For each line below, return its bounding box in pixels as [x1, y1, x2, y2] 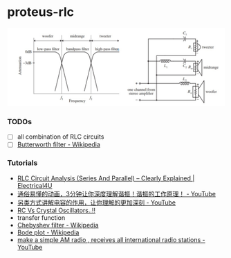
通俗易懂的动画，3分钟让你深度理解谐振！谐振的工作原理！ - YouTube [17, 189, 216, 198]
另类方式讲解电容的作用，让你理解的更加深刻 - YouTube [17, 198, 176, 207]
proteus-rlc [7, 4, 75, 20]
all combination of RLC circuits [17, 132, 104, 141]
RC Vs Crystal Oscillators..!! [17, 206, 95, 214]
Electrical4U [17, 181, 53, 189]
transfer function [17, 213, 66, 222]
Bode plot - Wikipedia [17, 228, 80, 237]
